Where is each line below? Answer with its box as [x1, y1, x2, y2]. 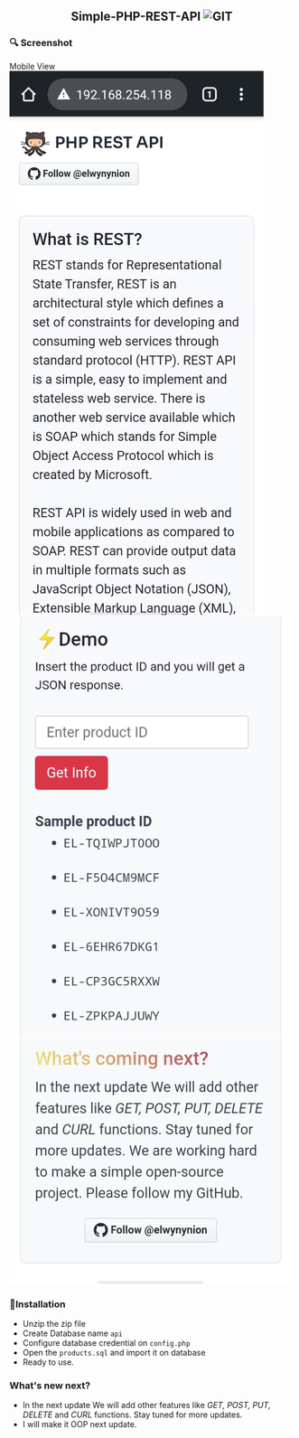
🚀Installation [9, 1298, 66, 1311]
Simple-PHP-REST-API [70, 9, 201, 24]
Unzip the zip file [22, 1319, 86, 1330]
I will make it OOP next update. [22, 1419, 137, 1430]
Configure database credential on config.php [22, 1338, 191, 1349]
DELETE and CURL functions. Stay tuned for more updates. [22, 1409, 243, 1420]
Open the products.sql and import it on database [22, 1348, 206, 1358]
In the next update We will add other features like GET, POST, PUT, [22, 1400, 271, 1411]
